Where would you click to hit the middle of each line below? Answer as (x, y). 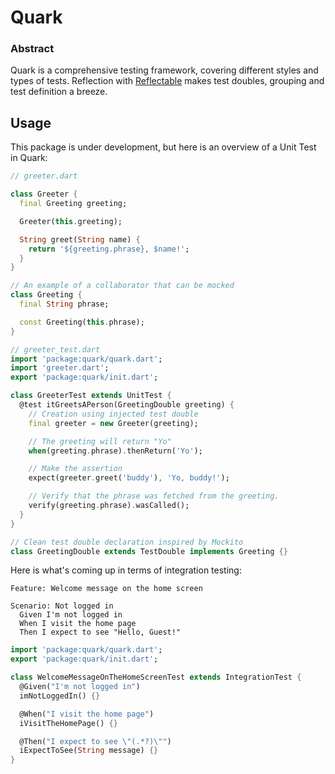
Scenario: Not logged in (62, 606)
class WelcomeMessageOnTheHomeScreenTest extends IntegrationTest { (156, 677)
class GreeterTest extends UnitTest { (91, 396)
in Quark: (29, 158)
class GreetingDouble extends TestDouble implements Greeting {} (149, 551)
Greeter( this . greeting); (71, 221)
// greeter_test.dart (55, 349)
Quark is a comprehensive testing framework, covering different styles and (164, 70)
